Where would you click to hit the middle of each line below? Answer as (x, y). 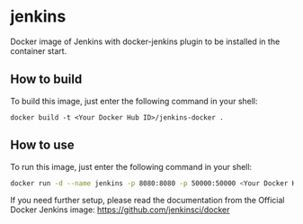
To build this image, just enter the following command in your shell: (134, 101)
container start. (39, 50)
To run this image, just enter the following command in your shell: (131, 166)
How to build (46, 80)
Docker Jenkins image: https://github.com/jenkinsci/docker (120, 210)
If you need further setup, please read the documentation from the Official (147, 201)
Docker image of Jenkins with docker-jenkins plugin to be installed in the (145, 41)
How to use (42, 145)
